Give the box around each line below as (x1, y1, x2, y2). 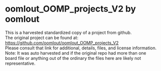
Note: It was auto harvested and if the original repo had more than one (5, 50, 146, 56)
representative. (5, 60, 36, 66)
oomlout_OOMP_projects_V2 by (5, 3, 136, 14)
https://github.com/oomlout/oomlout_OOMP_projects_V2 (5, 40, 119, 45)
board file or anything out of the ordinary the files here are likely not (5, 55, 141, 61)
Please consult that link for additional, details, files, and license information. (5, 45, 157, 51)
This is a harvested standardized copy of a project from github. (5, 29, 132, 35)
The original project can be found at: (5, 35, 79, 41)
